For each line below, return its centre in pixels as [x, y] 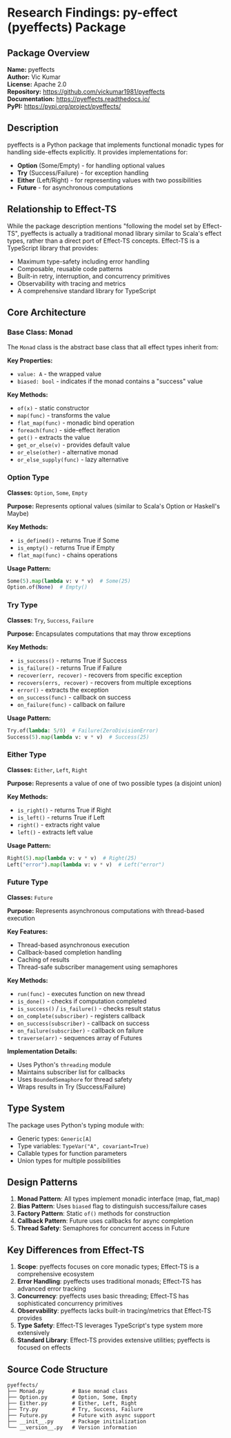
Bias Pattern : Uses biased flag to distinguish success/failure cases [112, 1206]
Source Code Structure [58, 1369]
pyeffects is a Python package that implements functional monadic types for [115, 145]
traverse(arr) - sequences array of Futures [80, 1038]
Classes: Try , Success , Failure [51, 620]
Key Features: [28, 931]
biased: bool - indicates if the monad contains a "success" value [110, 381]
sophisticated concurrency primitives [70, 1303]
